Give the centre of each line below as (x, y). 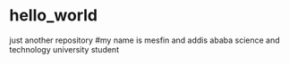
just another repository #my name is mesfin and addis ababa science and (144, 40)
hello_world (54, 16)
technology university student (64, 49)
